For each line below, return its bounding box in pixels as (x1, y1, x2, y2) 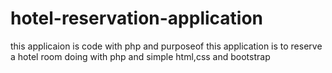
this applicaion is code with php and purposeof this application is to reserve (10, 40, 323, 52)
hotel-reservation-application (10, 7, 264, 30)
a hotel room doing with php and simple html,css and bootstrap (10, 50, 271, 62)
